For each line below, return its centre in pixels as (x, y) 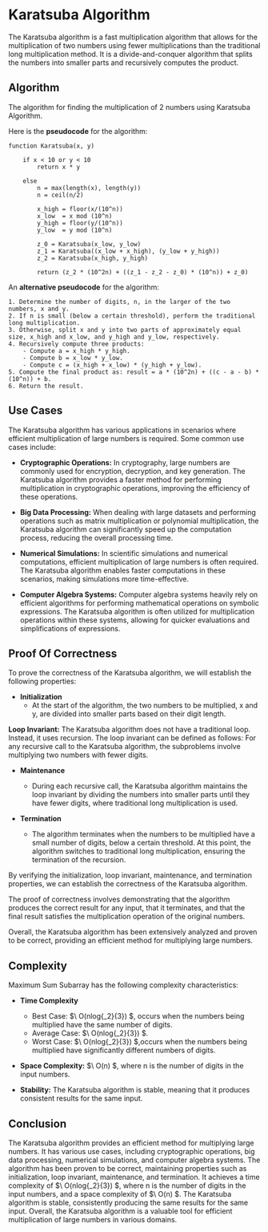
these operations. (49, 496)
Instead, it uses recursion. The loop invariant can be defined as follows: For (132, 738)
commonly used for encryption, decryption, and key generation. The (132, 471)
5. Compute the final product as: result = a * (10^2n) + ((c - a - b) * (134, 372)
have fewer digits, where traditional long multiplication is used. (135, 803)
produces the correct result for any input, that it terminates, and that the (127, 908)
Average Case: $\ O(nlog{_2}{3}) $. (90, 1033)
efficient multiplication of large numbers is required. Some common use (126, 438)
